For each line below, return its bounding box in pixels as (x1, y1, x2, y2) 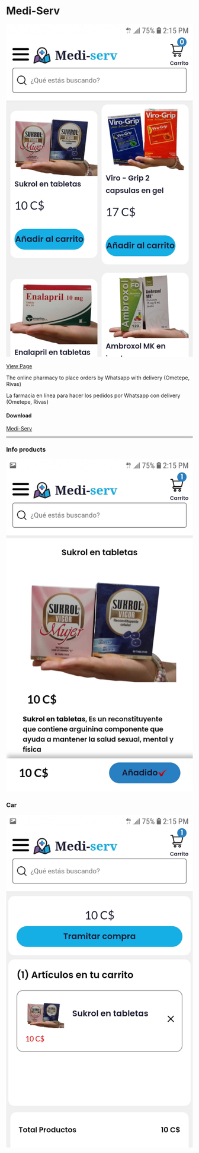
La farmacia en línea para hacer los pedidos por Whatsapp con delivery (6, 392, 181, 399)
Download (6, 411, 32, 419)
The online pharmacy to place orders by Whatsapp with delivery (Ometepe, (6, 374, 190, 381)
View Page (6, 362, 33, 369)
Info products (6, 445, 46, 454)
